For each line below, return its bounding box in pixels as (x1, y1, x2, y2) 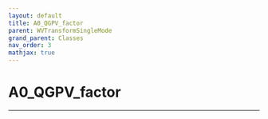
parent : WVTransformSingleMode (8, 26, 112, 34)
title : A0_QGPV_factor (8, 19, 84, 27)
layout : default (8, 11, 62, 20)
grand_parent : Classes (8, 34, 84, 42)
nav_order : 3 (8, 42, 52, 50)
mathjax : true (8, 49, 56, 57)
